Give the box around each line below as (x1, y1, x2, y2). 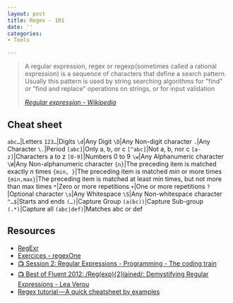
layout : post (7, 10, 46, 18)
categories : (7, 30, 42, 37)
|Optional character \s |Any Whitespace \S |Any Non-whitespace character (7, 190, 222, 198)
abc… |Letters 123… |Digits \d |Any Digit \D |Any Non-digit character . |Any (7, 137, 210, 145)
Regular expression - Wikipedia (24, 98, 116, 106)
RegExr (17, 244, 39, 252)
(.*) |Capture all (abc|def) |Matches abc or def (7, 204, 143, 213)
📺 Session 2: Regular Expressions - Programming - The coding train (17, 259, 217, 268)
